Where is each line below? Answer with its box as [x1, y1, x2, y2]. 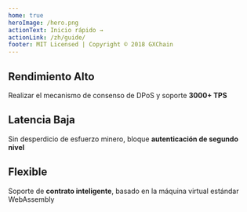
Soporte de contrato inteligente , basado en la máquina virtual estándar [8, 186, 239, 196]
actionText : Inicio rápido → [8, 26, 104, 34]
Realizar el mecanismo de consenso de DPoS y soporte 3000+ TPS [8, 90, 227, 100]
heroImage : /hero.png [8, 19, 79, 27]
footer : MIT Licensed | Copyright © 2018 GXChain [8, 41, 174, 49]
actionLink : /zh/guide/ [8, 33, 86, 42]
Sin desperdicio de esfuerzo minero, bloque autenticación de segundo [8, 134, 239, 144]
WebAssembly [8, 194, 55, 204]
